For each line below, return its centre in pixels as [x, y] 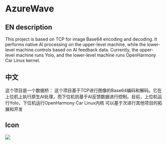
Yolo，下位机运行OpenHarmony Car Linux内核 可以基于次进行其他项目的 [83, 102]
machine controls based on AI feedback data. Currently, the [77, 50]
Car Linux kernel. [23, 60]
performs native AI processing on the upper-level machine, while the [76, 44]
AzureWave [30, 9]
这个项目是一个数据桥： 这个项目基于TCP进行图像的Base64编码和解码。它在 [83, 90]
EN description [29, 27]
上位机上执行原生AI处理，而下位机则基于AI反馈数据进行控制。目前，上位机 [82, 96]
